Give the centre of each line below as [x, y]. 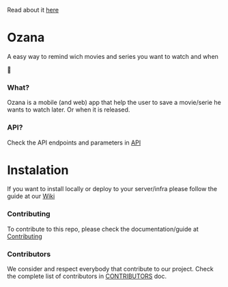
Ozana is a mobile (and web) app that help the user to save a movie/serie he [114, 103]
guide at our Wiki [31, 196]
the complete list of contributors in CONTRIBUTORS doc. [87, 276]
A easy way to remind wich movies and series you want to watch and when [113, 56]
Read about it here [33, 10]
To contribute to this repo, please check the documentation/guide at [103, 229]
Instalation [38, 170]
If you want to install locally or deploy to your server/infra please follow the [112, 189]
